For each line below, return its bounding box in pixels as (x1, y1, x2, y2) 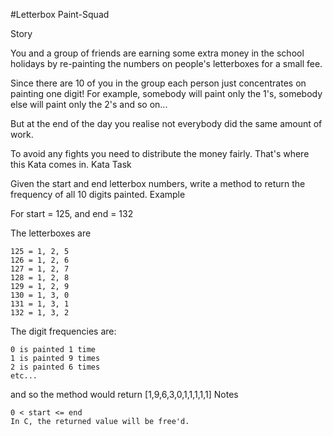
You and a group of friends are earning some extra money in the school (10, 47, 305, 59)
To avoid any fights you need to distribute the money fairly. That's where (10, 148, 310, 159)
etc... (10, 371, 38, 381)
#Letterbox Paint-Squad (10, 9, 110, 20)
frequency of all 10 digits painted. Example (10, 189, 186, 200)
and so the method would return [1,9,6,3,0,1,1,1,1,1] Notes (10, 389, 239, 400)
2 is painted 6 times (10, 362, 101, 372)
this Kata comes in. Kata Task (10, 159, 132, 170)
